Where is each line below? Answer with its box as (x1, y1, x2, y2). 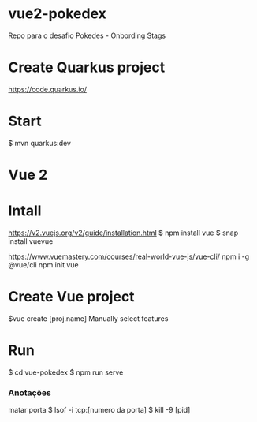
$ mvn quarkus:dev (8, 138, 71, 148)
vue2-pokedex (8, 5, 106, 23)
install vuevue (8, 236, 54, 245)
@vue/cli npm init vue (8, 260, 79, 269)
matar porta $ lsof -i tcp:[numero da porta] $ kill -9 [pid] (8, 405, 191, 415)
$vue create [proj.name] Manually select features (8, 313, 169, 323)
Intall (8, 202, 42, 220)
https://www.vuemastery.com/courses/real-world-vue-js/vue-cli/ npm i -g (8, 252, 250, 261)
